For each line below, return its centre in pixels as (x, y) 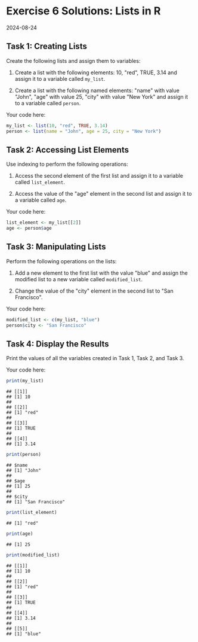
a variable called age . (41, 200)
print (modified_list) (33, 555)
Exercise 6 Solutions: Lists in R (83, 11)
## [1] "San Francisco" (36, 502)
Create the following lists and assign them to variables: (73, 60)
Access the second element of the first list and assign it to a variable (99, 176)
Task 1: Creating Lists (47, 46)
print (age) (20, 534)
